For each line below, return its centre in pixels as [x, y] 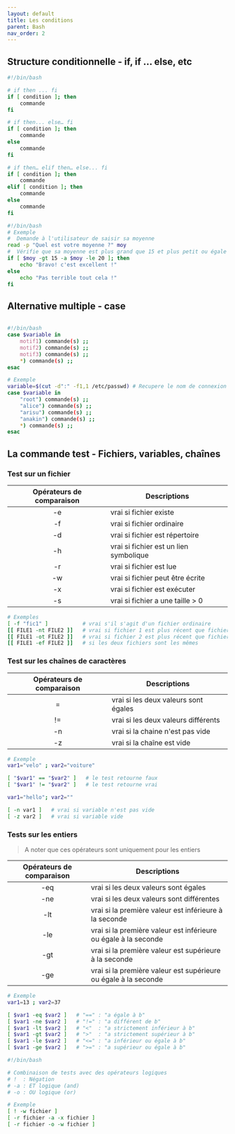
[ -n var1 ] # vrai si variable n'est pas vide [81, 810]
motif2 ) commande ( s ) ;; [55, 348]
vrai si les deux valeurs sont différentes [155, 899]
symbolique [130, 555]
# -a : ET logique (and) [43, 1086]
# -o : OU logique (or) [42, 1092]
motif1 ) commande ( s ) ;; [55, 341]
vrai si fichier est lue [144, 566]
